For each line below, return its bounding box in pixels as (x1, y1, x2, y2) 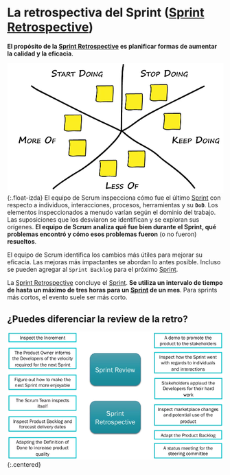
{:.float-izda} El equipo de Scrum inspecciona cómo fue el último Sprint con (7, 194, 221, 202)
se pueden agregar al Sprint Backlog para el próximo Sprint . (7, 266, 179, 274)
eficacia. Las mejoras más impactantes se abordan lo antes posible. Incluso (7, 258, 221, 266)
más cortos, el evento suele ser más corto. (7, 293, 128, 301)
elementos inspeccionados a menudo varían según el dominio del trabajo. (7, 208, 216, 217)
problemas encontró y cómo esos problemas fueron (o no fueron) (7, 230, 197, 238)
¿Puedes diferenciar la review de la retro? (7, 313, 188, 325)
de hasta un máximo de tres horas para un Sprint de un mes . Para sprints (7, 286, 218, 294)
